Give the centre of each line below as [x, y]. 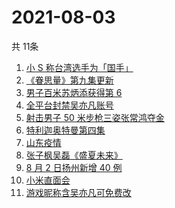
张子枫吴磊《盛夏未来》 [74, 155]
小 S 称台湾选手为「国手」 [79, 67]
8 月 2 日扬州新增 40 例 [74, 167]
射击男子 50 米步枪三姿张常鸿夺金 [95, 117]
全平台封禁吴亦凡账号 [69, 105]
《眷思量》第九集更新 [69, 80]
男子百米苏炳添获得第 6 [74, 92]
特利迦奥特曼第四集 [65, 130]
